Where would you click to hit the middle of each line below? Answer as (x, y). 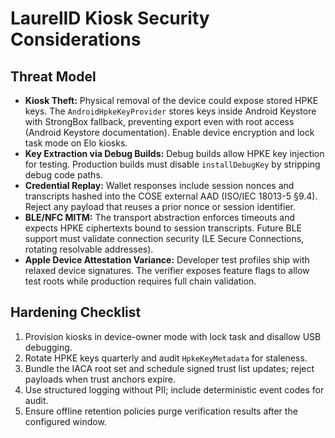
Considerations (76, 39)
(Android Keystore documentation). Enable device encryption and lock (169, 132)
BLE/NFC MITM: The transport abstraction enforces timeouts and (159, 217)
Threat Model (53, 76)
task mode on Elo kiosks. (76, 143)
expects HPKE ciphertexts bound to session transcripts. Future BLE (163, 228)
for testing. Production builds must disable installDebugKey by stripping (172, 164)
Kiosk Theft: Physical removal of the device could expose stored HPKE (171, 100)
